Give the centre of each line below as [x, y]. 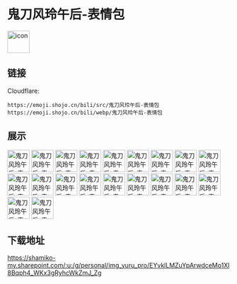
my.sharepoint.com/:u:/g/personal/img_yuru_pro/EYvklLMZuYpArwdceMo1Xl [118, 266]
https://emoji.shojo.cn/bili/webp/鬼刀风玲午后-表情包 [85, 113]
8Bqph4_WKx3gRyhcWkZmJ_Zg [54, 273]
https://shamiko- [31, 258]
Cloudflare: [24, 91]
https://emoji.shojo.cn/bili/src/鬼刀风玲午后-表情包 [83, 105]
